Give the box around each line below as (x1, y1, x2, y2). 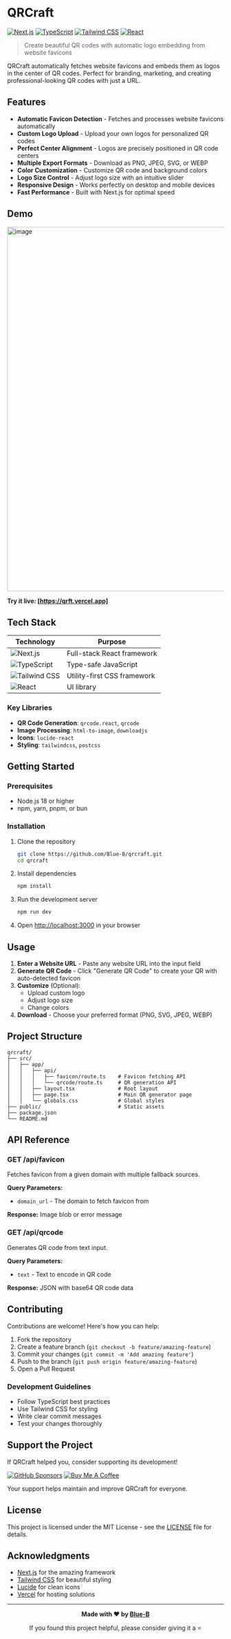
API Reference (7, 1134, 70, 1146)
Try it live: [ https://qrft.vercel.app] (7, 597, 109, 605)
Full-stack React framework (66, 648, 157, 658)
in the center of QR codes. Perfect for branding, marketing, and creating (7, 69, 212, 77)
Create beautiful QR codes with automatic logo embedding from (23, 41, 206, 49)
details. (7, 1530, 28, 1538)
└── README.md (7, 1115, 48, 1122)
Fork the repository (16, 1335, 72, 1343)
